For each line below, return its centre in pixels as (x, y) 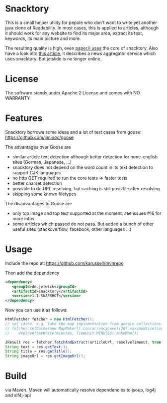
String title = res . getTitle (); (39, 352)
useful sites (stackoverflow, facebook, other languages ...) (72, 229)
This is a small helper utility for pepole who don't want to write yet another (81, 22)
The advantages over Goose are (38, 147)
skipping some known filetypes (44, 194)
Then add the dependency (32, 273)
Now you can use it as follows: (37, 310)
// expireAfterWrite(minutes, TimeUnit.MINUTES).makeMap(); (72, 333)
